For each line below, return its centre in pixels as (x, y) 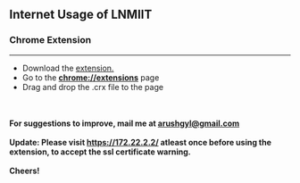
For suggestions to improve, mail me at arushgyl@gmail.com (125, 123)
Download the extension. (68, 68)
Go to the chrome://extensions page (91, 77)
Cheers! (25, 171)
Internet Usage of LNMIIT (81, 15)
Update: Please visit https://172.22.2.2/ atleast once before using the (141, 142)
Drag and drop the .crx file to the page (92, 87)
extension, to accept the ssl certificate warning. (100, 152)
